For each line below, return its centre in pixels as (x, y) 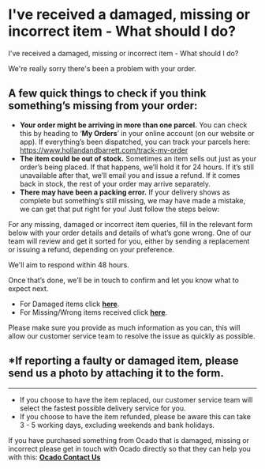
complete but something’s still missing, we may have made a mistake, (132, 200)
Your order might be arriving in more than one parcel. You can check (133, 125)
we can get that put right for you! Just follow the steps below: (119, 209)
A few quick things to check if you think (107, 94)
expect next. (28, 288)
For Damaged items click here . (69, 304)
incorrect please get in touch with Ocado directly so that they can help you (129, 448)
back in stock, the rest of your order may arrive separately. (115, 183)
